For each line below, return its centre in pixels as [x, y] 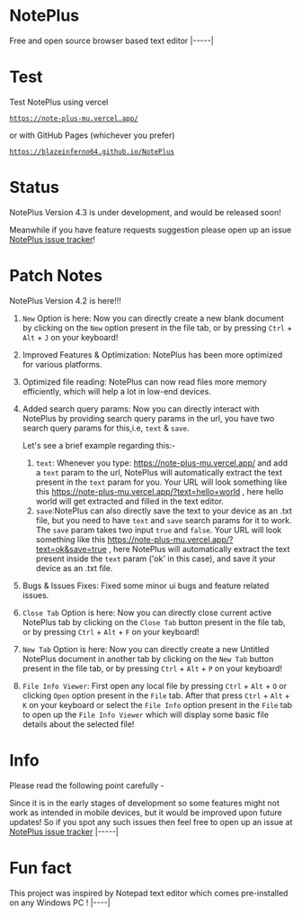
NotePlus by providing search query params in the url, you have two [148, 418]
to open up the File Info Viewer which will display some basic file [146, 714]
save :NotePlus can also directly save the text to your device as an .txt [164, 511]
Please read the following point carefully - [87, 785]
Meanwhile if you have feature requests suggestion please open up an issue [151, 230]
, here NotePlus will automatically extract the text [200, 549]
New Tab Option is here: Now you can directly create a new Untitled [146, 649]
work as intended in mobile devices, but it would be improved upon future [146, 813]
